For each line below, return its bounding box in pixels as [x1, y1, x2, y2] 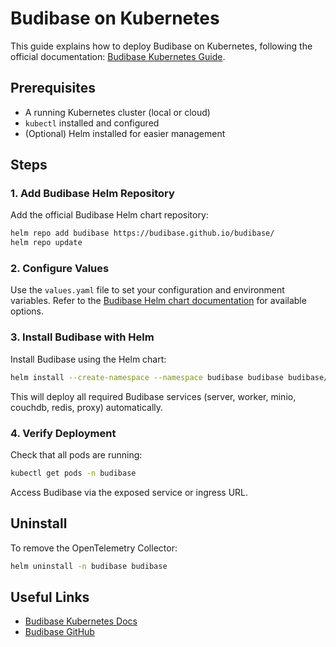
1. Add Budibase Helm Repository [10, 187, 175, 201]
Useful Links [10, 588, 90, 606]
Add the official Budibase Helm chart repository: [10, 209, 209, 221]
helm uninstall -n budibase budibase [10, 561, 168, 571]
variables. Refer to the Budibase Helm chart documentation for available [10, 295, 307, 307]
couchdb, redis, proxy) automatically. [10, 401, 164, 413]
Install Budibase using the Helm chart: [10, 353, 167, 365]
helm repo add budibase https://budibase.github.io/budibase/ [10, 228, 275, 239]
